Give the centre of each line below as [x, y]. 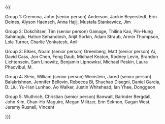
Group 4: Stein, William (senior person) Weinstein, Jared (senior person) [78, 77]
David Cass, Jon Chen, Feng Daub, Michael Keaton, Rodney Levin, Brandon [82, 57]
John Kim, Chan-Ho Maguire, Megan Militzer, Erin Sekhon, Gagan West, [78, 102]
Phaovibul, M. [19, 67]
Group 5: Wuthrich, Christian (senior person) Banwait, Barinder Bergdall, [78, 96]
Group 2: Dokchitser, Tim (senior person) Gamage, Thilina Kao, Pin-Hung [79, 31]
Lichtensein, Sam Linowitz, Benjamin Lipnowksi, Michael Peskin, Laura [77, 62]
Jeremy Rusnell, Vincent [30, 107]
